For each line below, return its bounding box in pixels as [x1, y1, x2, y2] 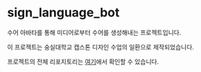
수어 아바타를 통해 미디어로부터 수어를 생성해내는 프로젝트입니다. [7, 28, 182, 36]
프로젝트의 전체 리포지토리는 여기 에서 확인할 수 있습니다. [7, 57, 159, 66]
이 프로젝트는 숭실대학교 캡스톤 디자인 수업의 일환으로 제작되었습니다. [7, 43, 194, 51]
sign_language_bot [7, 5, 120, 21]
